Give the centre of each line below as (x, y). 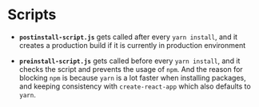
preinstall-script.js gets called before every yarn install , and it (129, 61)
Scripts (32, 15)
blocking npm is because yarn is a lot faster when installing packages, (133, 77)
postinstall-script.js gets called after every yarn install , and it (128, 37)
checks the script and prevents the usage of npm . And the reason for (131, 69)
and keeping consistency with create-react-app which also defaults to (135, 86)
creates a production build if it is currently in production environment (132, 45)
